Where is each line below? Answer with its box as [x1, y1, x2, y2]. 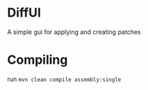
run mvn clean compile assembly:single [7, 75, 122, 83]
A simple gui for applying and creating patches [7, 28, 141, 36]
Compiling [7, 52, 68, 68]
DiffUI [7, 5, 42, 21]
